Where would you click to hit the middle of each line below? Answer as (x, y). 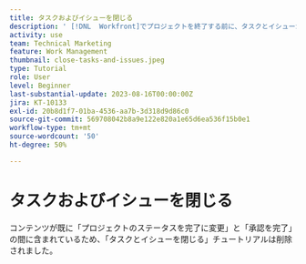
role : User (30, 77)
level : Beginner (40, 86)
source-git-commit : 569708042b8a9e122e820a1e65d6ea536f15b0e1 (130, 119)
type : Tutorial (38, 69)
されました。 (33, 250)
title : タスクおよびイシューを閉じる (71, 18)
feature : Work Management (58, 52)
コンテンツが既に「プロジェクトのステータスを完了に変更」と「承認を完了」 (153, 228)
